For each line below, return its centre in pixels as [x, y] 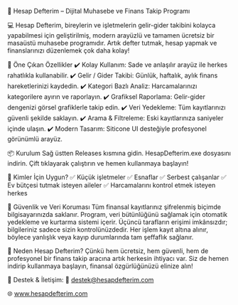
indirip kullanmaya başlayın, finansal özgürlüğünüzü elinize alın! [100, 266]
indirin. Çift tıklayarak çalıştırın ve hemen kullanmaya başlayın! [98, 163]
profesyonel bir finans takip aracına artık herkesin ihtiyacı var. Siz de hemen [118, 258]
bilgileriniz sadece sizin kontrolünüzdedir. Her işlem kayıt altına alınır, [108, 230]
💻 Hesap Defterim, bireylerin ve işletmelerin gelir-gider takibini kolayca [112, 25]
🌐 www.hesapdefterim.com [48, 294]
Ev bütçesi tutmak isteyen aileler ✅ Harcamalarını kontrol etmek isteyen [112, 185]
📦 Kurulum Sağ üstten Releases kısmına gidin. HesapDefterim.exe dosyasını [119, 153]
